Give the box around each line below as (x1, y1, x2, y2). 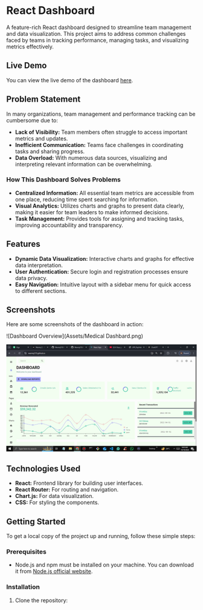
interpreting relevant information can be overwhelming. (14, 160, 153, 168)
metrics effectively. (6, 43, 54, 50)
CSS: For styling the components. (14, 499, 100, 506)
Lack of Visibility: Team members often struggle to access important (14, 128, 187, 136)
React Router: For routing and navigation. (14, 486, 119, 493)
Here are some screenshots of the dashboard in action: (6, 321, 144, 328)
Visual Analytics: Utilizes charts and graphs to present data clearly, (14, 202, 185, 209)
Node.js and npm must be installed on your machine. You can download (14, 561, 195, 569)
